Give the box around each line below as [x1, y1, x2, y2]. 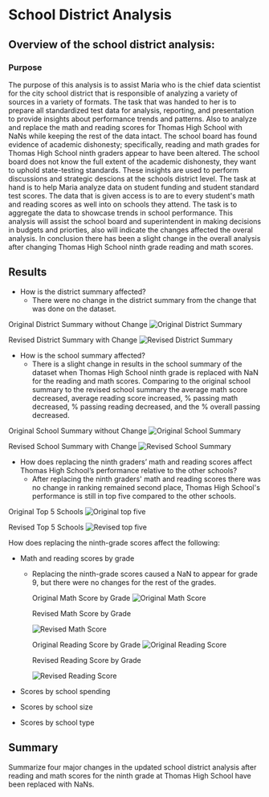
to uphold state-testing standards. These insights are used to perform [8, 165, 239, 174]
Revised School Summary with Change [8, 441, 137, 451]
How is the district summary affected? [19, 287, 146, 296]
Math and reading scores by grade [19, 553, 135, 563]
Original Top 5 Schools [8, 506, 84, 516]
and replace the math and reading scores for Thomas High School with [8, 122, 243, 132]
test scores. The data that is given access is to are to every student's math [8, 190, 255, 200]
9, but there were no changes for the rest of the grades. [31, 577, 217, 587]
